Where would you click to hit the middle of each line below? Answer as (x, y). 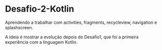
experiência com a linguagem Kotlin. (41, 42)
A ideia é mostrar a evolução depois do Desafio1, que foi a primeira (72, 37)
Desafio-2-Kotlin (40, 9)
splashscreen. (19, 27)
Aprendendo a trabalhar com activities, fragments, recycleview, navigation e (81, 22)
